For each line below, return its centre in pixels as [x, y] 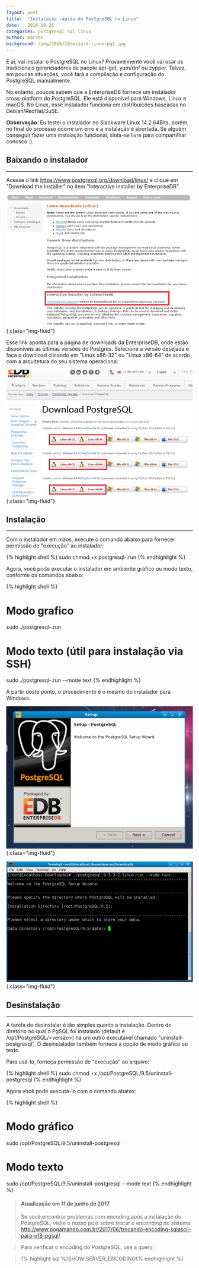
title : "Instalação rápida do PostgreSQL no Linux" [73, 19]
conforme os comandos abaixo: [45, 575]
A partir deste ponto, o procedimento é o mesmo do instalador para [88, 692]
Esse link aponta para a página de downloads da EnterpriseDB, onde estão [97, 342]
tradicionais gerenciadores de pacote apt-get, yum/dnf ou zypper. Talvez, [96, 68]
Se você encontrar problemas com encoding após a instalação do [101, 1217]
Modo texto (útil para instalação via [95, 651]
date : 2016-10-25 [30, 25]
